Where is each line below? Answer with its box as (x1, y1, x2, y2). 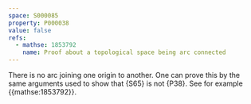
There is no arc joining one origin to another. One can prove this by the (8, 71, 241, 79)
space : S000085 (8, 11, 59, 20)
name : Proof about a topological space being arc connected (22, 48, 226, 56)
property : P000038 (8, 19, 69, 27)
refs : (8, 33, 26, 42)
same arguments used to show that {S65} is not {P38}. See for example (8, 79, 243, 88)
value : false (8, 26, 52, 34)
